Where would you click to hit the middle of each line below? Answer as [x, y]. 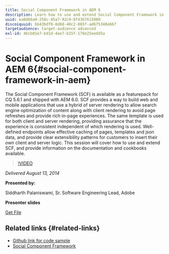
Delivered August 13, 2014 [32, 173]
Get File [13, 212]
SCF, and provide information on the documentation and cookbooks [76, 148]
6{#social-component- [77, 69]
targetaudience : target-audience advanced [51, 29]
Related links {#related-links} [53, 228]
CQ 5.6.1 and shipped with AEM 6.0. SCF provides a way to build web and [81, 99]
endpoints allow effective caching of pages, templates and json [88, 132]
